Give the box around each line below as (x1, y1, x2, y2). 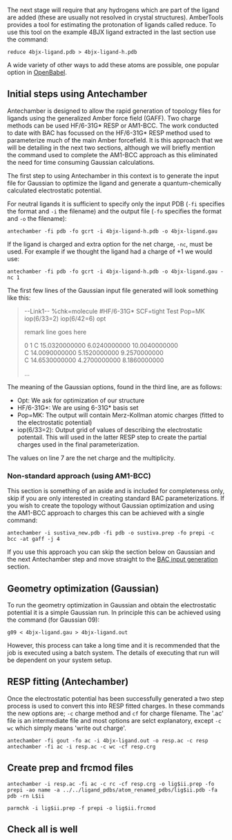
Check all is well (7, 823, 78, 835)
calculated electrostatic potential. (7, 186, 102, 195)
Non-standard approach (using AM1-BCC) (7, 471, 151, 481)
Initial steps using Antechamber (7, 88, 148, 100)
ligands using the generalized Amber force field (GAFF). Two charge (7, 114, 202, 122)
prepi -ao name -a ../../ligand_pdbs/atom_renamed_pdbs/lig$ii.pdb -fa (7, 786, 217, 794)
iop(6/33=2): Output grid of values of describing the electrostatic (17, 425, 203, 434)
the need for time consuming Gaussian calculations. (7, 158, 155, 166)
